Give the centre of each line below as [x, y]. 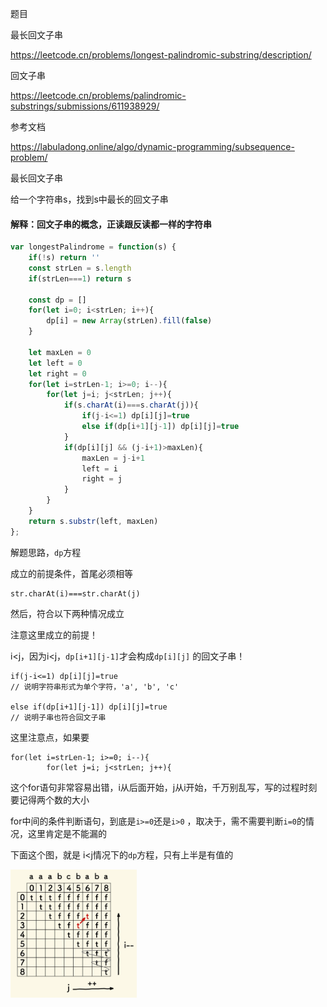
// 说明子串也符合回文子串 [58, 717]
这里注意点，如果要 [50, 737]
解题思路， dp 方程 [46, 552]
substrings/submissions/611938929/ [85, 106]
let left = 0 [55, 363]
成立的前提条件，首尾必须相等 [71, 573]
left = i [99, 468]
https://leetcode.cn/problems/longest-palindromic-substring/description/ [161, 55]
